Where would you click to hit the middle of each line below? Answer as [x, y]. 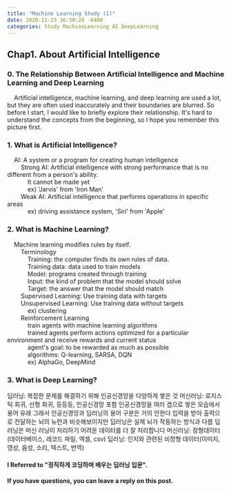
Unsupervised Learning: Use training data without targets [102, 303]
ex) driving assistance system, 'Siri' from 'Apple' [96, 211]
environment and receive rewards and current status [82, 340]
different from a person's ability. [53, 175]
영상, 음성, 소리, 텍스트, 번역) [46, 447]
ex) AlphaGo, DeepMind [61, 362]
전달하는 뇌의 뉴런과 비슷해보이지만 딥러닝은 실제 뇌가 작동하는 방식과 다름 [114, 422]
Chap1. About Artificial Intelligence [84, 54]
